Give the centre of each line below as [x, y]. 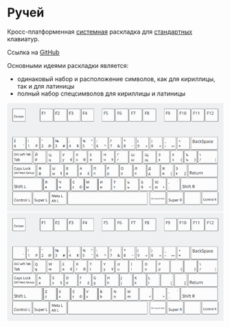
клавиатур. [23, 38]
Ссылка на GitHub [33, 52]
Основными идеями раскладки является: [68, 65]
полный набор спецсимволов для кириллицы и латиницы [101, 93]
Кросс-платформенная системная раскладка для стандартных [100, 32]
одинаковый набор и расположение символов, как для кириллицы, [116, 79]
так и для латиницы [46, 86]
